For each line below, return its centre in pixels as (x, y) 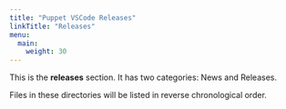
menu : (20, 35)
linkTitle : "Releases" (52, 26)
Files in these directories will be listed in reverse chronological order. (138, 95)
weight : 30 (46, 52)
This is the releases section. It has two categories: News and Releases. (143, 77)
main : (28, 43)
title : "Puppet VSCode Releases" (73, 18)
